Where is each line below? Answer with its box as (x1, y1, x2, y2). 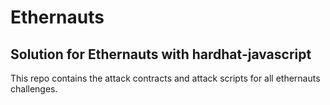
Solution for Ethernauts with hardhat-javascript (10, 46, 312, 63)
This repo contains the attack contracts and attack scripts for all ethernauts (10, 72, 321, 84)
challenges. (10, 83, 58, 95)
